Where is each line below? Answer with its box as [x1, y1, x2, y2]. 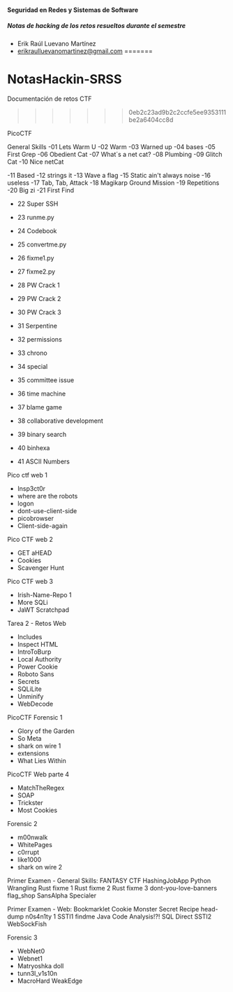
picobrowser [17, 514, 54, 522]
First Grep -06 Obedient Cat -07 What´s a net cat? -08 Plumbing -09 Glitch [7, 150, 223, 158]
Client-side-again [17, 522, 68, 530]
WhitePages [17, 840, 52, 848]
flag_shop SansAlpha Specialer [7, 891, 96, 900]
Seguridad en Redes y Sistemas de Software [7, 6, 139, 14]
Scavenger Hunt [17, 564, 65, 572]
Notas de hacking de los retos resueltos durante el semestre [7, 22, 186, 30]
